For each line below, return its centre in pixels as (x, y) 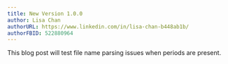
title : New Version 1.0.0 (45, 14)
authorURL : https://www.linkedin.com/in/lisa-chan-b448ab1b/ (98, 26)
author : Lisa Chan (34, 20)
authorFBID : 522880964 (40, 33)
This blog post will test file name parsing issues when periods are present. (114, 53)
